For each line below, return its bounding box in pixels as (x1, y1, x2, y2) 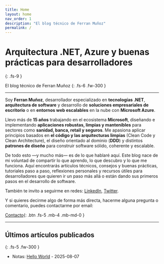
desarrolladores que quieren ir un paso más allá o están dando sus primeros (5, 173, 158, 179)
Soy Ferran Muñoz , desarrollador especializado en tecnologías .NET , (5, 97, 145, 103)
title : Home (5, 7, 29, 12)
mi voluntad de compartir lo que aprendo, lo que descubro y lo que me (5, 158, 147, 163)
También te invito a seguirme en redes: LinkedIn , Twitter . (5, 188, 119, 194)
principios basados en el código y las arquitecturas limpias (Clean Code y (5, 132, 155, 138)
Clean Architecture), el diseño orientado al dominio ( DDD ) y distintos (5, 138, 143, 144)
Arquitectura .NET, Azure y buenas (5, 47, 150, 58)
